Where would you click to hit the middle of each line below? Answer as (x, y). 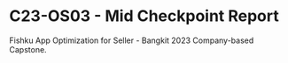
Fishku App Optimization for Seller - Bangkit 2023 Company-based (132, 40)
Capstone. (28, 49)
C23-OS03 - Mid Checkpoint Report (144, 16)
